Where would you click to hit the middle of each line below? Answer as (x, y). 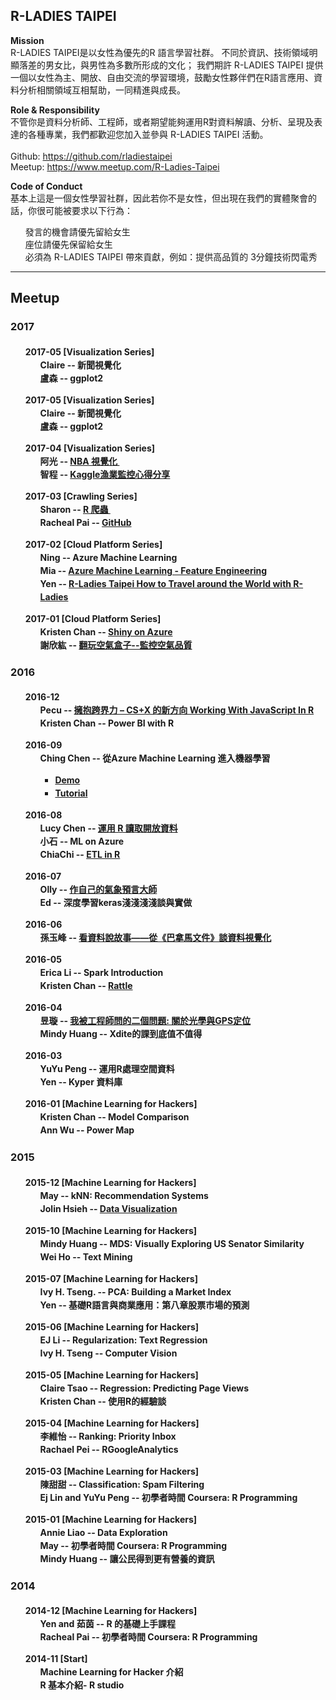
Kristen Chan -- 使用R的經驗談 (103, 1401)
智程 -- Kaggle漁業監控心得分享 (105, 474)
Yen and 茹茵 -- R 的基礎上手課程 (107, 1624)
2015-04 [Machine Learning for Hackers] (112, 1423)
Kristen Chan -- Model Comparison (114, 1117)
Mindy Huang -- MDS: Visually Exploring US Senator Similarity (172, 1243)
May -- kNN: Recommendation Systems (124, 1195)
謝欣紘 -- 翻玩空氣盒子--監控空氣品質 (116, 645)
